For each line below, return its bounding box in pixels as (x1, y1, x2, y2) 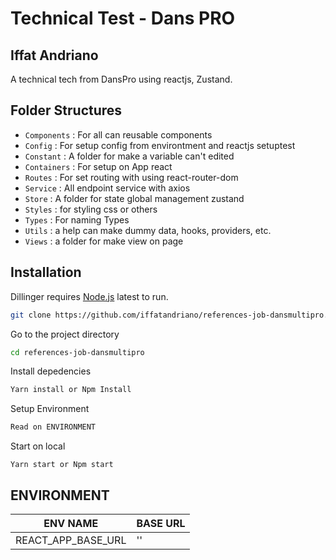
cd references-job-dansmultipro (10, 347, 145, 357)
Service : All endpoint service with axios (24, 182, 191, 194)
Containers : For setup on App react (24, 160, 173, 172)
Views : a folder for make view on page (24, 235, 184, 247)
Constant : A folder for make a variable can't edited (24, 150, 235, 162)
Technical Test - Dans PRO (10, 7, 236, 30)
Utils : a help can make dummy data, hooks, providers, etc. (24, 224, 272, 236)
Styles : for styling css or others (24, 203, 158, 215)
